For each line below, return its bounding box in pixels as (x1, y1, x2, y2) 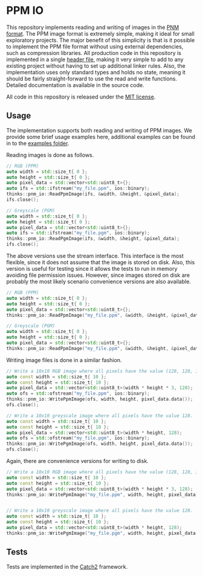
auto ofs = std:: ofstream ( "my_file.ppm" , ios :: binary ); (6, 390, 150, 396)
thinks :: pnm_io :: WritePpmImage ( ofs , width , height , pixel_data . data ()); (6, 396, 193, 403)
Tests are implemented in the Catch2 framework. (6, 563, 128, 570)
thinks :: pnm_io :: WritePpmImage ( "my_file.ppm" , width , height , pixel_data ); (6, 491, 201, 497)
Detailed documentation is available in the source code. (6, 81, 144, 88)
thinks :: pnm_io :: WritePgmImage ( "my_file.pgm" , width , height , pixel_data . (6, 530, 199, 536)
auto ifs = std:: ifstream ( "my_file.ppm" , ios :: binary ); (6, 186, 150, 192)
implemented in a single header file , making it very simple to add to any (6, 56, 184, 63)
